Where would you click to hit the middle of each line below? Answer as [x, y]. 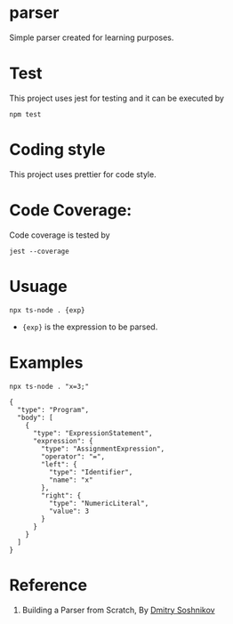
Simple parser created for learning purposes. [92, 37]
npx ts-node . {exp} [48, 310]
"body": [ [35, 417]
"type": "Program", [53, 409]
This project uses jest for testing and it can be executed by [117, 98]
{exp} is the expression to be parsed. [90, 327]
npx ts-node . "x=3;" [49, 386]
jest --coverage [39, 251]
